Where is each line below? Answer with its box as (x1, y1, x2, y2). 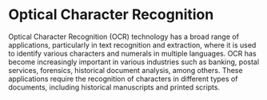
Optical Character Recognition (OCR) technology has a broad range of (8, 32, 240, 41)
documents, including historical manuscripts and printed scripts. (8, 82, 221, 92)
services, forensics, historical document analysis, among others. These (8, 65, 243, 75)
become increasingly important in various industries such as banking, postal (8, 57, 260, 67)
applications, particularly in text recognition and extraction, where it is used (8, 40, 257, 49)
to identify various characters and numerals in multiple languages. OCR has (8, 48, 257, 58)
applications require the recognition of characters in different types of (8, 74, 238, 83)
